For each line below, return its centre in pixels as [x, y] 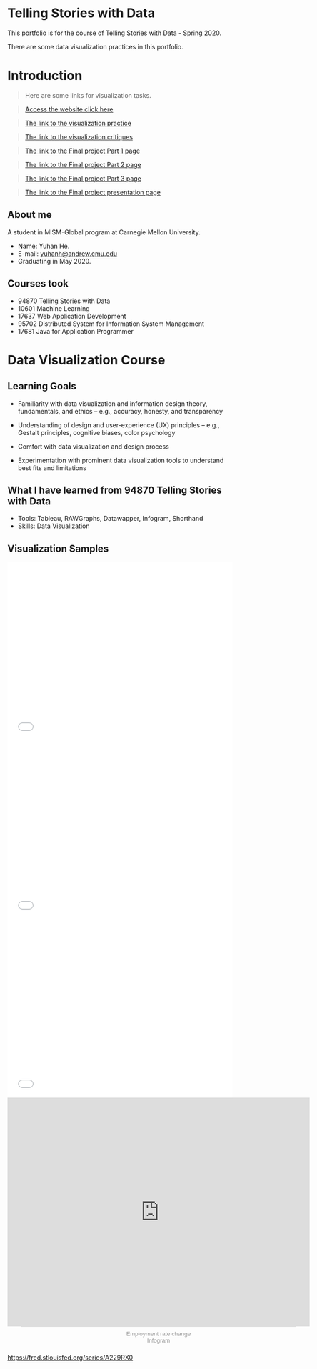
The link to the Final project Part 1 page [82, 151]
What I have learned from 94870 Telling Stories [115, 490]
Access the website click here [69, 109]
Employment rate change [158, 1334]
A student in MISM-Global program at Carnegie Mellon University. [104, 232]
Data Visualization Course [86, 360]
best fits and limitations [52, 468]
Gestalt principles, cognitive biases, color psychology [96, 432]
